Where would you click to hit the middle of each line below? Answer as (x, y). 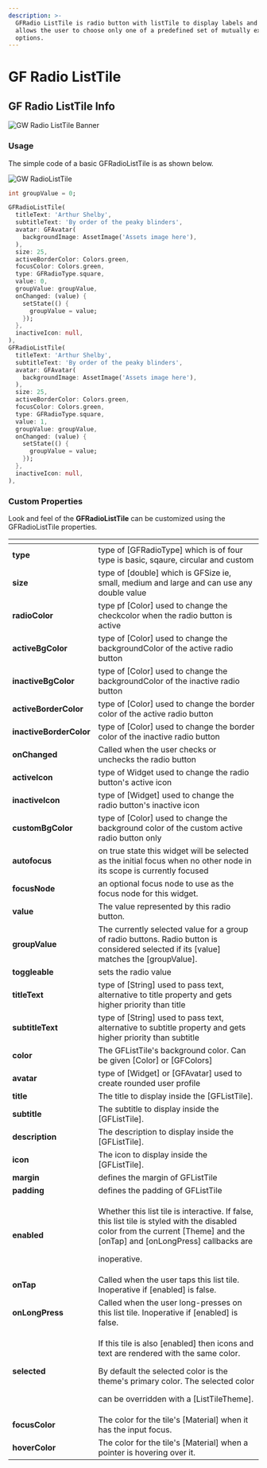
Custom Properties (46, 501)
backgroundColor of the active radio (166, 648)
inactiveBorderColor (51, 732)
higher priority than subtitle (149, 1037)
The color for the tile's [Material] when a (173, 1443)
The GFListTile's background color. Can (172, 1050)
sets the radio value (135, 972)
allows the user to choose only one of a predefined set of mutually (133, 30)
